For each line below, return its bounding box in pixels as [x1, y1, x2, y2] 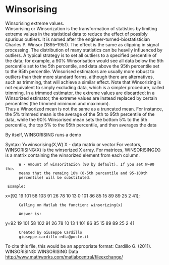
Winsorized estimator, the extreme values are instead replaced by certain [5, 95, 157, 101]
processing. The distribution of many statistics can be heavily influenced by [5, 47, 163, 53]
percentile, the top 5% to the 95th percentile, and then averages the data [5, 122, 157, 128]
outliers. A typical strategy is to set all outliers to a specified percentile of [5, 52, 157, 58]
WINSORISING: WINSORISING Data [5, 248, 78, 254]
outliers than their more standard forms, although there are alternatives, [5, 74, 154, 80]
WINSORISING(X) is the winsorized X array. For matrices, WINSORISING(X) [5, 147, 161, 153]
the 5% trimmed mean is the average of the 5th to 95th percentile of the [5, 111, 155, 117]
